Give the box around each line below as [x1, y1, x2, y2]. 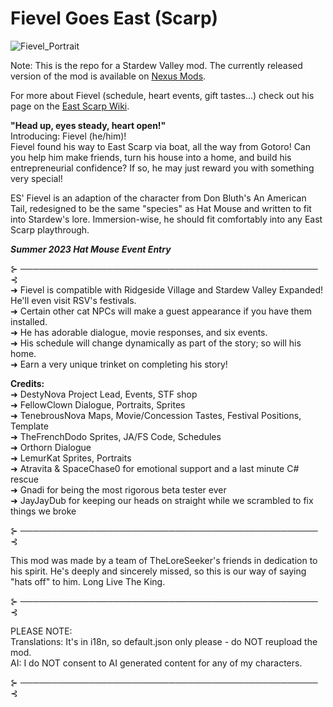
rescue [10, 473, 40, 485]
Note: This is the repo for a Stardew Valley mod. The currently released [10, 59, 303, 71]
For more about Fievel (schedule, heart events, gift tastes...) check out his [10, 89, 315, 101]
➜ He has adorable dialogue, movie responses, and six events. [10, 326, 268, 338]
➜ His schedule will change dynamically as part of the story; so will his [10, 337, 302, 349]
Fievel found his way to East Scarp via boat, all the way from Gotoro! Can [10, 140, 311, 152]
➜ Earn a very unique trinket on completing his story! [10, 358, 228, 370]
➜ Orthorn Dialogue [10, 441, 92, 453]
